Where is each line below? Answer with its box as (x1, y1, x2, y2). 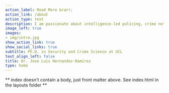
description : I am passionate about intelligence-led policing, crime (5, 21, 156, 26)
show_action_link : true (5, 40, 55, 45)
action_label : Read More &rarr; (5, 7, 73, 12)
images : (5, 30, 22, 35)
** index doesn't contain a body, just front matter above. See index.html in (5, 77, 159, 83)
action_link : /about (5, 12, 49, 17)
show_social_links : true (5, 44, 57, 49)
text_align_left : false (5, 53, 55, 59)
